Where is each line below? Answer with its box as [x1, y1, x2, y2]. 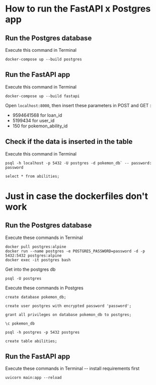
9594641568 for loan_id [12, 112, 62, 118]
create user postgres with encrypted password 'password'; [5, 303, 132, 309]
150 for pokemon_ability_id [12, 123, 68, 129]
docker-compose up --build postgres [5, 57, 82, 62]
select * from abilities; [5, 174, 59, 179]
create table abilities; [5, 338, 57, 344]
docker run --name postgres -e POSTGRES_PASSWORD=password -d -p [5, 249, 145, 254]
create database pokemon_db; [5, 294, 66, 299]
